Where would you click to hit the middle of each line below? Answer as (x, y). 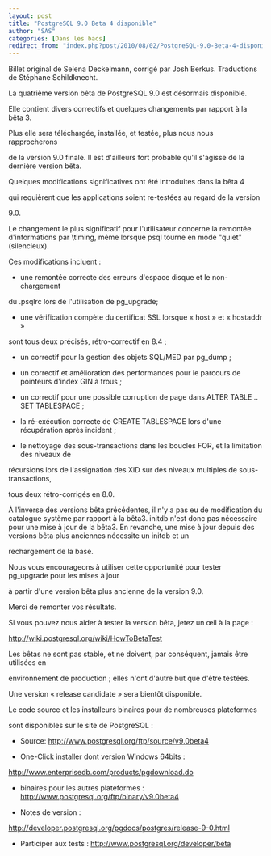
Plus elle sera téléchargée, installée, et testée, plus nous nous (111, 133)
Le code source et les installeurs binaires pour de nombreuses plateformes (133, 710)
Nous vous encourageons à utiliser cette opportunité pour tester (115, 567)
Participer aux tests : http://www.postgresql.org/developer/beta (125, 844)
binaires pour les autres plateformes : (82, 788)
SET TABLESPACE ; (52, 406)
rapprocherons (33, 142)
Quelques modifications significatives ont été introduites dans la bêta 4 (126, 182)
